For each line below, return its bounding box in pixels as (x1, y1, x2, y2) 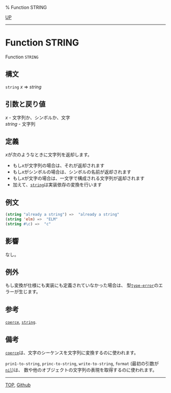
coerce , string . (5, 319, 37, 325)
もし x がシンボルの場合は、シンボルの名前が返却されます (12, 169, 131, 175)
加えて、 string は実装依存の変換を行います (12, 181, 102, 188)
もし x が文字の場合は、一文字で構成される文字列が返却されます (12, 175, 145, 181)
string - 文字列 (5, 121, 36, 127)
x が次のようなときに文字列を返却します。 (5, 152, 93, 158)
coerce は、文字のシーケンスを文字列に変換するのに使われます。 (5, 350, 139, 356)
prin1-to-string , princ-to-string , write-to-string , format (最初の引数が (5, 360, 159, 367)
